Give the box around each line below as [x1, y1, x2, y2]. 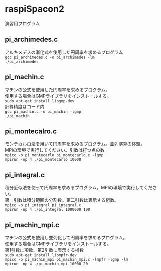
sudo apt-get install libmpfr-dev [5, 253, 77, 258]
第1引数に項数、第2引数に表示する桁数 [5, 247, 84, 253]
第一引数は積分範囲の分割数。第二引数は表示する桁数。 [5, 197, 119, 203]
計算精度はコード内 [5, 103, 45, 109]
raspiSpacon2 [5, 3, 65, 15]
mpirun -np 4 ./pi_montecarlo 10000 [5, 157, 81, 162]
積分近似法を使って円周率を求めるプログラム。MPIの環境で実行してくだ [5, 185, 153, 191]
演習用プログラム [5, 20, 40, 26]
